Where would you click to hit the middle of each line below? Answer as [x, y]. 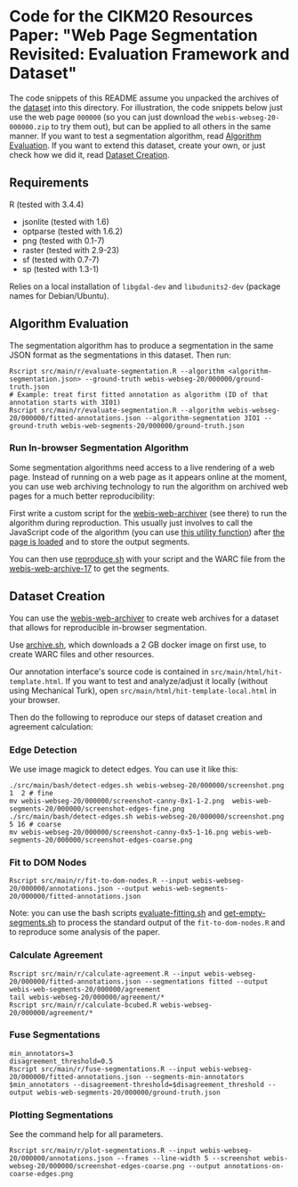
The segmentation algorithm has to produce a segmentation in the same [141, 345]
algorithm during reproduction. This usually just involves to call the [131, 523]
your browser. [35, 700]
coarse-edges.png [41, 1175]
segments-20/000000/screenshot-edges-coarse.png [101, 840]
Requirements [49, 183]
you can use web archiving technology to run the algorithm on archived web [149, 486]
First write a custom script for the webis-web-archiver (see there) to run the [148, 513]
